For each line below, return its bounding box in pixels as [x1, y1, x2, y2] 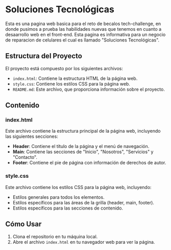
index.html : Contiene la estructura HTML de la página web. [12, 75, 138, 81]
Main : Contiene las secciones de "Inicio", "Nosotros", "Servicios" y [12, 149, 154, 155]
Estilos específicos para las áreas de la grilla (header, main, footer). [12, 199, 155, 205]
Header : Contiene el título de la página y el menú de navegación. [12, 143, 150, 150]
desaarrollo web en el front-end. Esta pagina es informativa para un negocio [5, 31, 166, 37]
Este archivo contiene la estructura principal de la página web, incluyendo [5, 128, 161, 134]
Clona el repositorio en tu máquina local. [12, 233, 98, 239]
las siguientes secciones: [5, 133, 59, 139]
